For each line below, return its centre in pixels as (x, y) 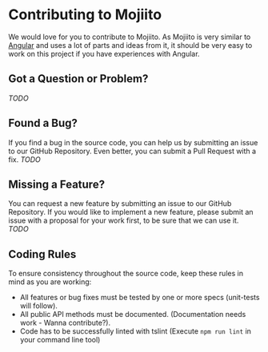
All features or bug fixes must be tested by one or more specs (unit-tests (140, 298)
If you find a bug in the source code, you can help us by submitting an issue (133, 142)
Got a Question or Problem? (78, 79)
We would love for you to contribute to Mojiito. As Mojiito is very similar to (130, 37)
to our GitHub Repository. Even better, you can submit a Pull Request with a (132, 151)
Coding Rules (42, 254)
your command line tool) (60, 340)
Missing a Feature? (57, 184)
